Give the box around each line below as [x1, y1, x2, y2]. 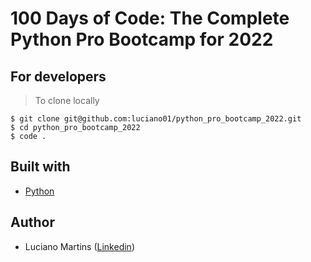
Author [10, 214, 55, 231]
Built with [10, 158, 71, 176]
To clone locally [34, 95, 100, 106]
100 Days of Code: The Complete [10, 7, 290, 30]
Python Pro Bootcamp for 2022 [10, 28, 274, 51]
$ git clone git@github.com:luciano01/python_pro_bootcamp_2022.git [10, 114, 302, 124]
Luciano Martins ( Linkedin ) [24, 240, 135, 252]
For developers [10, 68, 107, 85]
